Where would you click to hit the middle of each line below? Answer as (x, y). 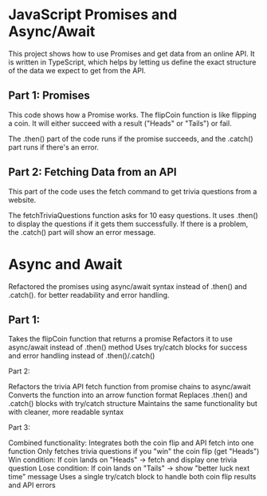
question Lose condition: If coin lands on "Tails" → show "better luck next (129, 468)
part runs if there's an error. (54, 147)
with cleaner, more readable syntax (66, 412)
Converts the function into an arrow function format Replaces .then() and (128, 395)
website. (22, 200)
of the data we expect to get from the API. (77, 70)
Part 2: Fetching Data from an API (92, 172)
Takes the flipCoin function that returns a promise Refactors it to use (120, 339)
